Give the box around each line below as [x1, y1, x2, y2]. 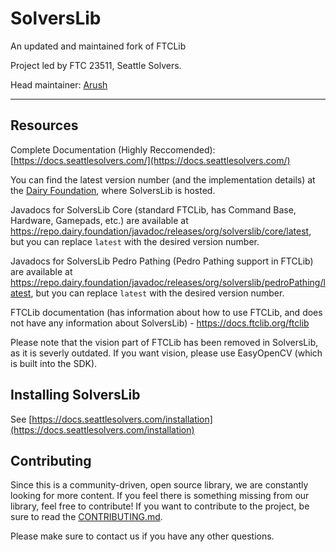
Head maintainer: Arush [10, 78, 108, 91]
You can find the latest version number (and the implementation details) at [10, 173, 316, 186]
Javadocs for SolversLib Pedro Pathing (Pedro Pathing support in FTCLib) [10, 255, 314, 267]
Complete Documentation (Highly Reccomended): [10, 143, 216, 156]
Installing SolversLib [10, 387, 141, 404]
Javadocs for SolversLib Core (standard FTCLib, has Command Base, [10, 203, 297, 216]
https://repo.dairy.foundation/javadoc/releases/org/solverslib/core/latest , [10, 225, 312, 237]
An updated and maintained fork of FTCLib [10, 40, 187, 52]
